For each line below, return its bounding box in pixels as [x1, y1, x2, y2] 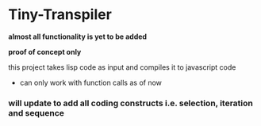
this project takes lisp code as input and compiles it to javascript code [8, 62, 236, 72]
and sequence [8, 107, 65, 118]
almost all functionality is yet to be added [8, 32, 148, 41]
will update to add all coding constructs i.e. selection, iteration [8, 97, 254, 109]
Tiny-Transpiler [8, 6, 113, 24]
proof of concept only [8, 47, 82, 56]
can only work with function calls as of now [19, 78, 163, 87]
